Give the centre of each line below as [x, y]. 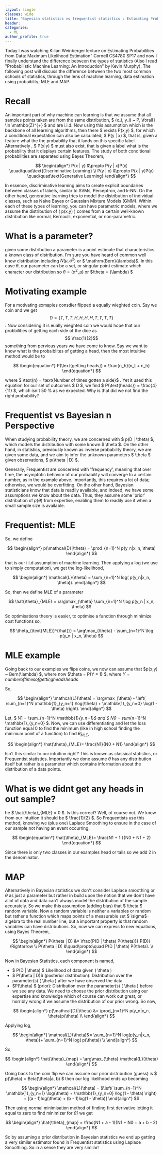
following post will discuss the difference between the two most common [78, 71]
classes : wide [19, 14]
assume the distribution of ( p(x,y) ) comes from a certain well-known [74, 211]
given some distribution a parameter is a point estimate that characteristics [80, 249]
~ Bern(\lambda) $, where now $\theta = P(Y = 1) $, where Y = [67, 674]
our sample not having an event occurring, [47, 828]
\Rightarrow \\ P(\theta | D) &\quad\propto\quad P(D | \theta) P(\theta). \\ [81, 946]
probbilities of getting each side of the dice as [51, 331]
